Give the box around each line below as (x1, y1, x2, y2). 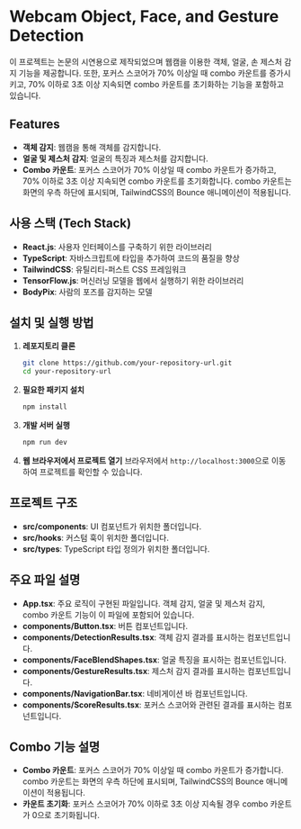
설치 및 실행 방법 (9, 315, 94, 330)
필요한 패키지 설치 (22, 384, 85, 395)
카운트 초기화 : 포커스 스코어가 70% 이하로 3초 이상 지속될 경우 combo (22, 798, 269, 809)
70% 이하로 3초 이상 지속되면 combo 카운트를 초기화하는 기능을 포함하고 (28, 78, 285, 89)
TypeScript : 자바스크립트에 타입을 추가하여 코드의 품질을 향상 (22, 252, 240, 263)
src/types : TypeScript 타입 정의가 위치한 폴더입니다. (22, 543, 210, 554)
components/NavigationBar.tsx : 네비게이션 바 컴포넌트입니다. (22, 688, 249, 698)
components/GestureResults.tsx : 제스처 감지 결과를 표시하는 (22, 665, 245, 676)
